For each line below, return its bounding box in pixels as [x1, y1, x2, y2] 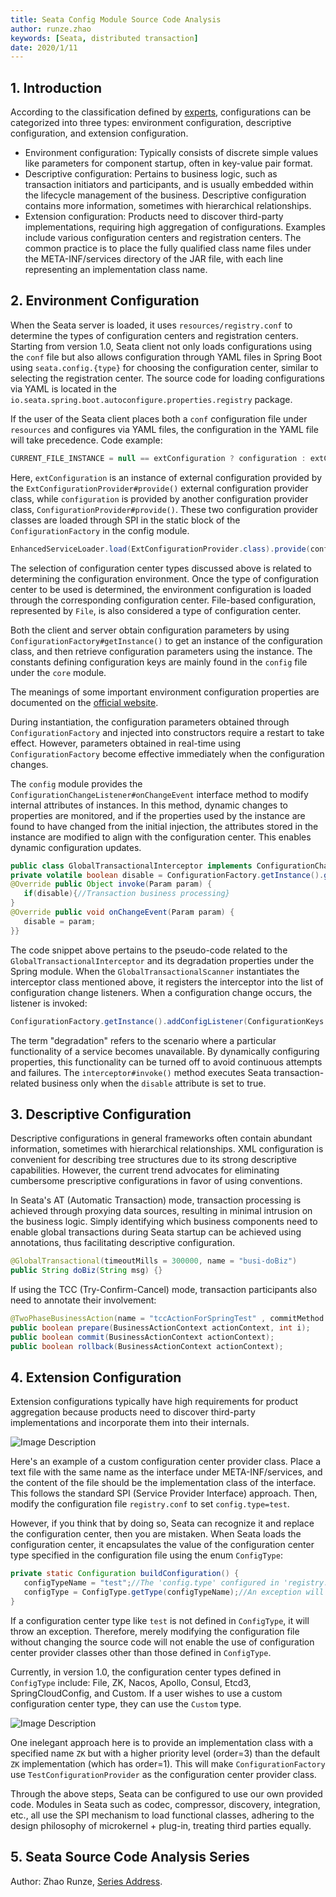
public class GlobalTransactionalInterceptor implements [10, 861, 253, 871]
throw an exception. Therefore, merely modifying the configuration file [10, 1625, 300, 1637]
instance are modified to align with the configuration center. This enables [10, 831, 312, 843]
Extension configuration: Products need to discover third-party [24, 211, 284, 223]
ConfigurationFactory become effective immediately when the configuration [10, 747, 325, 760]
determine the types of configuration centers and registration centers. [10, 329, 299, 341]
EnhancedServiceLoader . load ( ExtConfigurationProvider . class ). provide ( [10, 544, 311, 554]
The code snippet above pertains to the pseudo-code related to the [10, 944, 288, 956]
